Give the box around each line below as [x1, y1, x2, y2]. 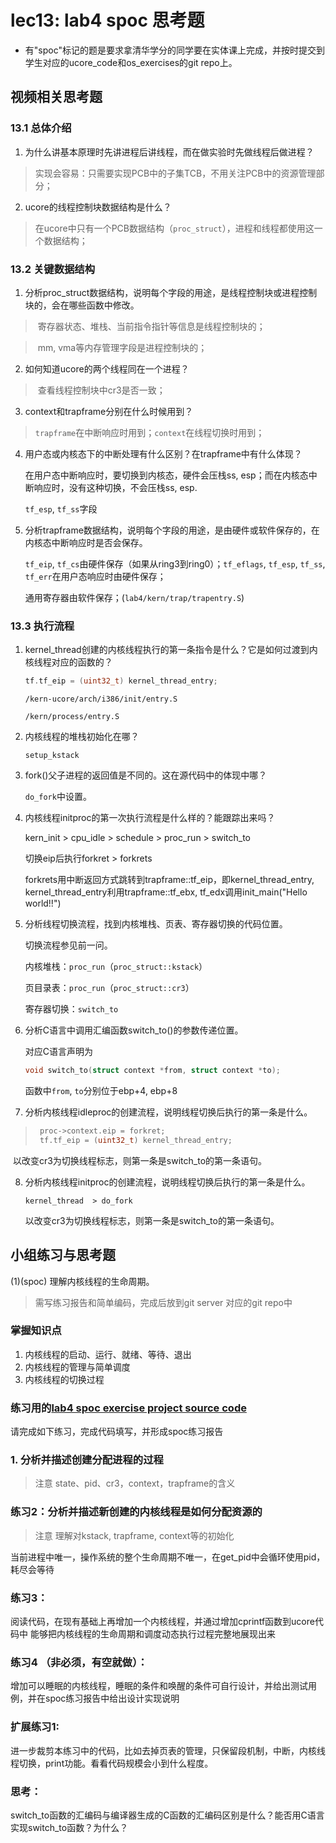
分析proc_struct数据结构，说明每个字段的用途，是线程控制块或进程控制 [24, 286, 318, 298]
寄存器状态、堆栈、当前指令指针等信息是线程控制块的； [37, 320, 266, 332]
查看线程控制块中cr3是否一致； [37, 384, 166, 396]
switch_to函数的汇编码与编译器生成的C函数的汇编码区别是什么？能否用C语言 [10, 1809, 325, 1821]
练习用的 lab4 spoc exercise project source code [10, 1401, 247, 1415]
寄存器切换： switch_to [24, 1003, 119, 1015]
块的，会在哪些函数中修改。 [24, 299, 140, 311]
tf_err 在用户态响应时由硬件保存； [24, 570, 167, 582]
